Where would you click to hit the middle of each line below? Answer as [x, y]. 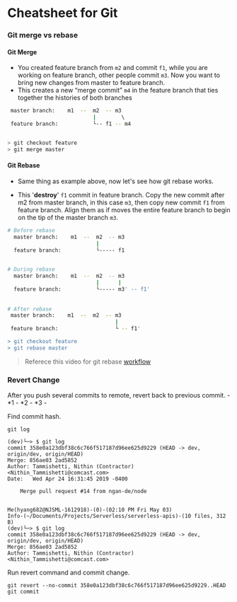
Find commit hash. [34, 417]
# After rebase [30, 309]
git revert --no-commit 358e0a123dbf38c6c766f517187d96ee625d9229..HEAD [117, 586]
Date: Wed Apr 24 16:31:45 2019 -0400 [68, 479]
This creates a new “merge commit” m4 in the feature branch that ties [118, 91]
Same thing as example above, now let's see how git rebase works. [116, 181]
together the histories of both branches [75, 98]
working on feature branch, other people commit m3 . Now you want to [119, 75]
